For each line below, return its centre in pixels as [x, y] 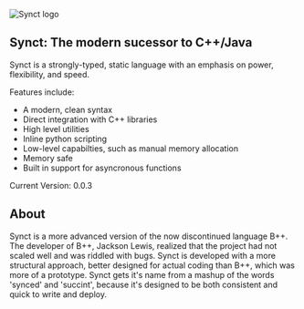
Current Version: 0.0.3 [51, 185]
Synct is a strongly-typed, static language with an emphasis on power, [142, 65]
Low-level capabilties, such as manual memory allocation [131, 148]
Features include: [42, 92]
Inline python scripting [65, 139]
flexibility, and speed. [49, 74]
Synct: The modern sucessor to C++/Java [131, 42]
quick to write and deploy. [58, 294]
